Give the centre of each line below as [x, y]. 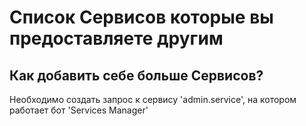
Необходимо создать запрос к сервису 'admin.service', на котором [153, 99]
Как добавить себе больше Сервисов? [136, 75]
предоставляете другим [116, 38]
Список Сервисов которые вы [141, 17]
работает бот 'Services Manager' [79, 110]
